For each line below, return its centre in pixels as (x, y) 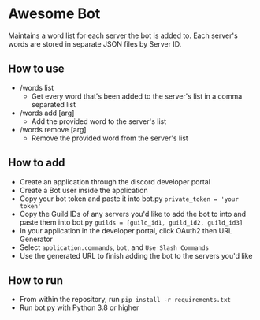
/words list (37, 87)
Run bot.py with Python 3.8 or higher (79, 307)
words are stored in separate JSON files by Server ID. (95, 43)
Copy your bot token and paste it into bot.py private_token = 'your (129, 199)
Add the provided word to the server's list (99, 121)
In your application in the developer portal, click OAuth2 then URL (126, 230)
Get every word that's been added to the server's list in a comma (137, 96)
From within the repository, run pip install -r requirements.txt (125, 300)
